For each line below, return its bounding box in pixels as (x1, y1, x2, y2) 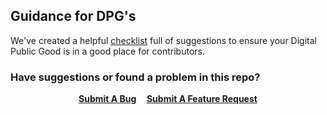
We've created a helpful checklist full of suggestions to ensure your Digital (10, 34, 317, 46)
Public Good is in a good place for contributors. (10, 45, 205, 57)
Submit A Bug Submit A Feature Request (78, 93, 258, 105)
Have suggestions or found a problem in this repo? (10, 70, 261, 84)
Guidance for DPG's (10, 8, 137, 25)
